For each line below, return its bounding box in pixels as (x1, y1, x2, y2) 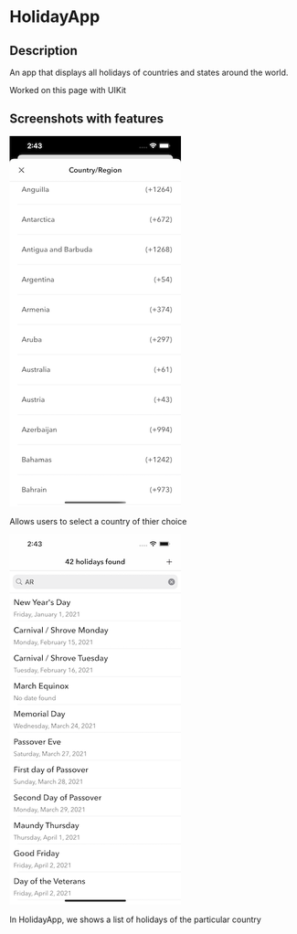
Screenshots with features (9, 111, 164, 127)
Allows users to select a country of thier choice (9, 515, 187, 526)
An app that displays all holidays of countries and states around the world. (9, 67, 289, 78)
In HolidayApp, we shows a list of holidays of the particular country (9, 914, 262, 925)
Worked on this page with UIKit (9, 85, 126, 95)
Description (9, 43, 78, 58)
